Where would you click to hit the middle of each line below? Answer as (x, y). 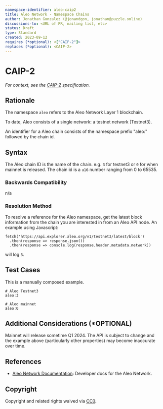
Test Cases (23, 270)
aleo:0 (12, 308)
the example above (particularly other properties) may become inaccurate (80, 341)
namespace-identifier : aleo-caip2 (41, 10)
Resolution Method (28, 206)
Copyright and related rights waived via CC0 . (51, 401)
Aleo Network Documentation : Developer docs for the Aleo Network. (82, 374)
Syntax (16, 152)
